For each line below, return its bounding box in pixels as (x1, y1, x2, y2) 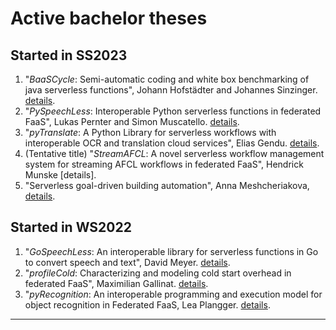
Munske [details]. (24, 169, 97, 181)
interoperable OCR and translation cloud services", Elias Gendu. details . (24, 137, 320, 149)
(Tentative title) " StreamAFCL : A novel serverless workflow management (24, 148, 325, 159)
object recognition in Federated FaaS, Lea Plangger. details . (24, 298, 271, 311)
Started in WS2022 (10, 219, 132, 236)
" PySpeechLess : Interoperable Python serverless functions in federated (24, 105, 322, 117)
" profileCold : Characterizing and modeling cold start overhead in (24, 267, 292, 279)
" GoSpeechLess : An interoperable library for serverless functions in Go (24, 245, 319, 257)
